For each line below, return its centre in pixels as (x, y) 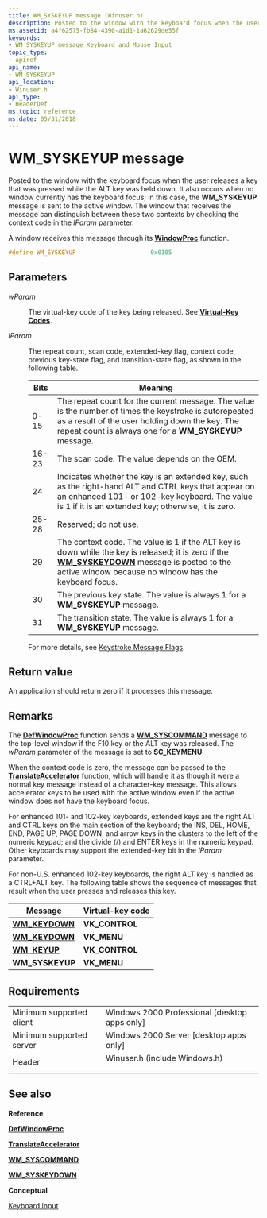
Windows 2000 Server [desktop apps (176, 1035)
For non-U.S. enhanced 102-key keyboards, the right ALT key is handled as (131, 874)
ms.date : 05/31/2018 (43, 119)
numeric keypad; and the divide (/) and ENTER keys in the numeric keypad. (131, 842)
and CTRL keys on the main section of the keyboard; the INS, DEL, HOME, (129, 825)
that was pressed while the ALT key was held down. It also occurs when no (131, 188)
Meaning (156, 388)
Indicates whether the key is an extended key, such (153, 476)
